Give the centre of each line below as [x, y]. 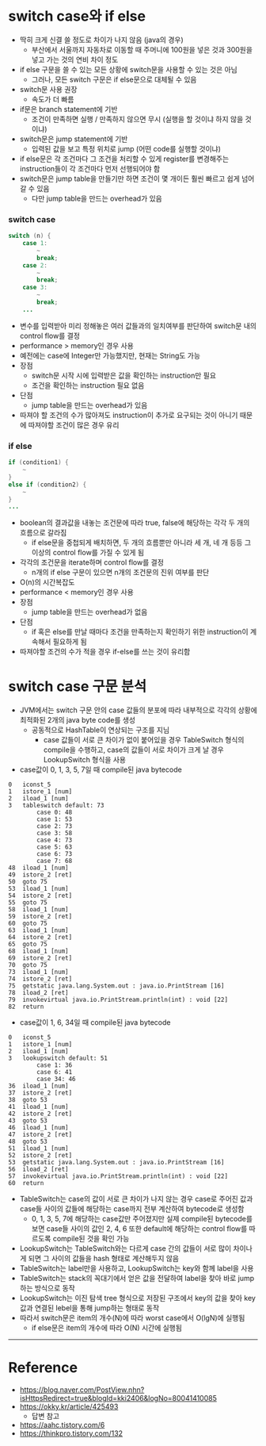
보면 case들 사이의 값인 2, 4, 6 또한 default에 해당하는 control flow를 [139, 1229]
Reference [43, 1368]
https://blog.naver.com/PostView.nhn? [82, 1390]
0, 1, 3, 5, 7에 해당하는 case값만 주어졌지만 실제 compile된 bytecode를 [142, 1219]
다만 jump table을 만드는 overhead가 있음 [97, 198]
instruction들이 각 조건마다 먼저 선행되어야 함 [90, 168]
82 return [26, 1007]
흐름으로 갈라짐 [43, 533]
